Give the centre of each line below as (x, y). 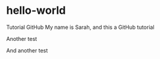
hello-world (36, 11)
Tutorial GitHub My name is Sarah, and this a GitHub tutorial (81, 27)
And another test (27, 50)
